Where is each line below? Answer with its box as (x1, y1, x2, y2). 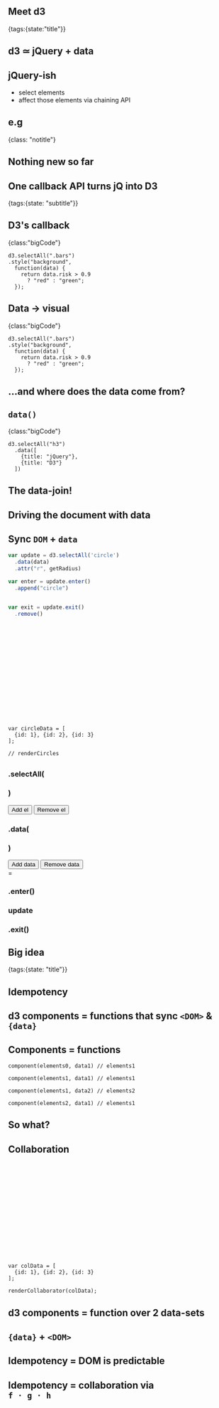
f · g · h (8, 1390, 52, 1400)
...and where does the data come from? (8, 385, 186, 398)
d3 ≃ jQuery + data (8, 46, 94, 58)
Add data (11, 860, 36, 868)
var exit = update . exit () (8, 604, 84, 611)
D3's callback (8, 220, 70, 232)
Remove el (37, 806, 66, 814)
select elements (18, 88, 65, 97)
